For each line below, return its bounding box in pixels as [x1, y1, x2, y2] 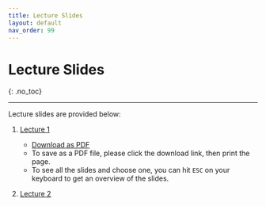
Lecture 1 [19, 124, 50, 135]
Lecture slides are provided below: [8, 109, 121, 119]
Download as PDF [31, 140, 90, 150]
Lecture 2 [19, 189, 51, 199]
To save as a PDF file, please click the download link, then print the [31, 148, 250, 158]
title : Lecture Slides [8, 11, 83, 20]
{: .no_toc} [8, 86, 42, 96]
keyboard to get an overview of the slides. [31, 174, 169, 183]
